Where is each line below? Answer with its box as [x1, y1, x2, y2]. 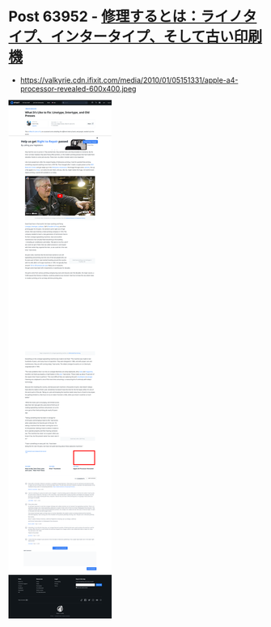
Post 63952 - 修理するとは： [8, 7, 201, 26]
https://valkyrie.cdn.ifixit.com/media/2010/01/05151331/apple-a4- [19, 75, 239, 85]
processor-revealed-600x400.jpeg [19, 83, 137, 93]
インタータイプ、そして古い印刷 [50, 28, 263, 46]
